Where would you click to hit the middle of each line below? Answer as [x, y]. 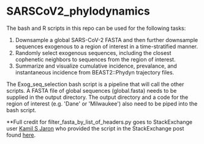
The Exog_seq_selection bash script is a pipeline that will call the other [95, 84]
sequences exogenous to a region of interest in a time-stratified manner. [106, 46]
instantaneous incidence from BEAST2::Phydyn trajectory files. [95, 72]
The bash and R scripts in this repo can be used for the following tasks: [96, 28]
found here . [21, 135]
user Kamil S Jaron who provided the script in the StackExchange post [95, 128]
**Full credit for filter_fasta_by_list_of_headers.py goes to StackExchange [100, 122]
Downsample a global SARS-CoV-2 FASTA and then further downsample [106, 40]
